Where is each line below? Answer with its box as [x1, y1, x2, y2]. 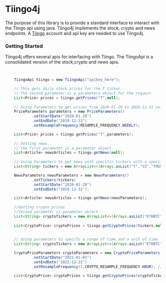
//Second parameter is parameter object [14, 209, 98, 214]
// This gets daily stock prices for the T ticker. [14, 86, 123, 91]
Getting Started [5, 42, 43, 49]
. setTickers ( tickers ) [31, 177, 77, 182]
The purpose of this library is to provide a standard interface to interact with [5, 20, 160, 26]
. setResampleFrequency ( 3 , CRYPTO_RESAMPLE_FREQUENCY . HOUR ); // [31, 264, 163, 269]
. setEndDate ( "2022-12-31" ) [31, 259, 87, 265]
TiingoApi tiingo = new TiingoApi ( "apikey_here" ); [14, 78, 121, 82]
